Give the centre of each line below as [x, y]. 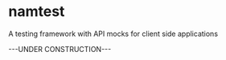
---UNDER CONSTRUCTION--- [60, 49]
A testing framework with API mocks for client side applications [113, 34]
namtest [37, 12]
